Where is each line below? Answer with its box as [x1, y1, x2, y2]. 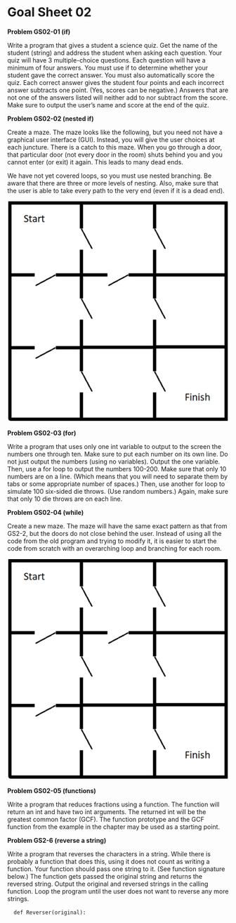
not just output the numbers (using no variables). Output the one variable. [7, 457, 221, 466]
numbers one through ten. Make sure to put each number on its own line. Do [7, 450, 228, 458]
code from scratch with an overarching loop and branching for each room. [7, 544, 222, 552]
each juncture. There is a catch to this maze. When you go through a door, [7, 143, 223, 151]
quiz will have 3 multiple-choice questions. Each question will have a [7, 55, 206, 64]
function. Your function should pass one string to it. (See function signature [7, 865, 225, 873]
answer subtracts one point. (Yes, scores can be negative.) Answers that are [7, 86, 229, 94]
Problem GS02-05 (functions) [7, 786, 96, 794]
